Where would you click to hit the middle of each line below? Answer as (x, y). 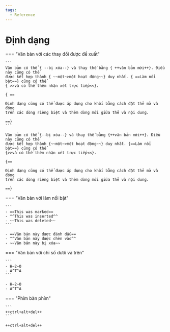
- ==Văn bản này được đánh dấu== (41, 234)
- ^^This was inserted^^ (32, 217)
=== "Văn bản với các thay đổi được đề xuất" (53, 54)
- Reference (23, 15)
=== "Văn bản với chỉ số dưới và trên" (45, 253)
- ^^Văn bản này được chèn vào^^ (41, 239)
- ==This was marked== (29, 212)
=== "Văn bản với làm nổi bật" (37, 198)
